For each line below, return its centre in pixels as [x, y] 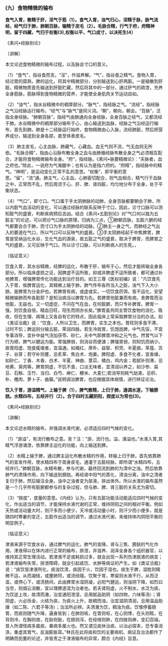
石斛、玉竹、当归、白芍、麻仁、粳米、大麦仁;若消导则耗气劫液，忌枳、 [87, 373]
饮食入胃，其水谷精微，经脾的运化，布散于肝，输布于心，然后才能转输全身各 [84, 267]
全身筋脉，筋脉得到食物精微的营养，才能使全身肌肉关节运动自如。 [73, 94]
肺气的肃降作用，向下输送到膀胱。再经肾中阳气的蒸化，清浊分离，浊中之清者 [84, 475]
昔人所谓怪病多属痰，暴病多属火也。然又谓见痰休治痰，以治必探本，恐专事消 [84, 626]
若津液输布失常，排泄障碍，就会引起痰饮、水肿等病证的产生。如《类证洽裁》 [84, 563]
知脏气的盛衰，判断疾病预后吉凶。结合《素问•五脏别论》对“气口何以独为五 [82, 214]
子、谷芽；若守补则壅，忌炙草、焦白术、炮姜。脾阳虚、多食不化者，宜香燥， [84, 354]
